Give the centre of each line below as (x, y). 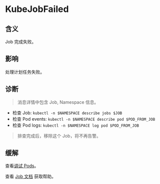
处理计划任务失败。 (25, 72)
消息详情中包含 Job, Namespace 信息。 (58, 102)
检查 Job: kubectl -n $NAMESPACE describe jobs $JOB (67, 113)
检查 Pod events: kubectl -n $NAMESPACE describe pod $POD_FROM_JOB (84, 119)
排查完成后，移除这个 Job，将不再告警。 (59, 136)
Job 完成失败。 (21, 42)
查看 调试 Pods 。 (22, 166)
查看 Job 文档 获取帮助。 (31, 177)
